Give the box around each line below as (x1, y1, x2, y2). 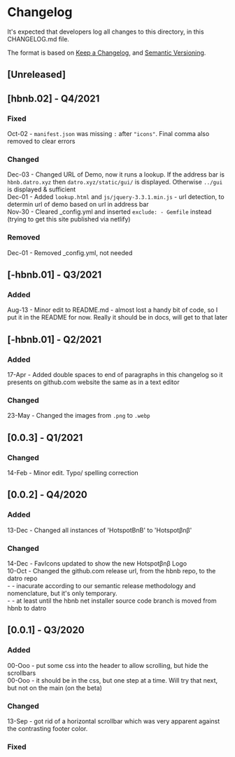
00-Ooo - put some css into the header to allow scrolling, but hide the (7, 661, 208, 669)
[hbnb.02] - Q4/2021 (7, 93, 100, 104)
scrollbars (7, 669, 36, 677)
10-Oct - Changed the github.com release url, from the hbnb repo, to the (7, 566, 216, 575)
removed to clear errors (7, 137, 76, 146)
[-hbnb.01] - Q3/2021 (7, 269, 102, 280)
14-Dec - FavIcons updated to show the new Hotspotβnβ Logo (7, 559, 187, 568)
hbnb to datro (7, 603, 47, 612)
